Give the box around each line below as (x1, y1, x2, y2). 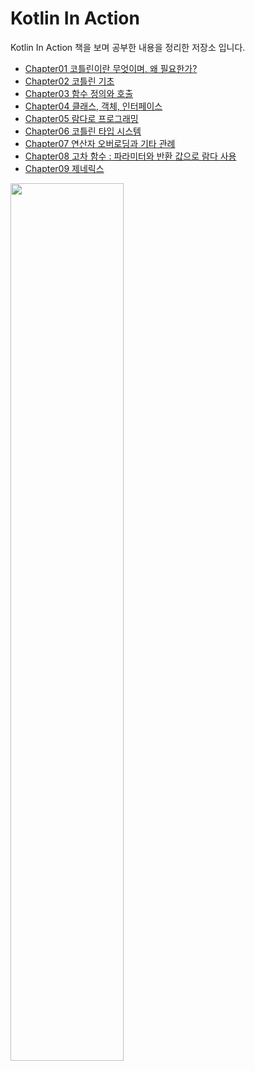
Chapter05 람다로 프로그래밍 (24, 112, 139, 124)
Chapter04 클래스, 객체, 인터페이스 (24, 100, 163, 112)
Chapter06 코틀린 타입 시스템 (24, 125, 142, 137)
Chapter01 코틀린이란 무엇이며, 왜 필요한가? (24, 62, 198, 74)
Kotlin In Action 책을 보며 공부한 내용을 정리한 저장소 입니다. (10, 41, 246, 53)
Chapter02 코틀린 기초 (24, 75, 115, 87)
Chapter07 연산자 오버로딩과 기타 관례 (24, 137, 176, 149)
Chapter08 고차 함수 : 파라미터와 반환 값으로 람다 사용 (24, 150, 237, 162)
